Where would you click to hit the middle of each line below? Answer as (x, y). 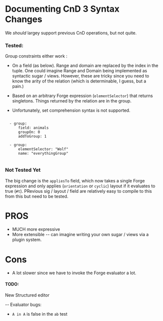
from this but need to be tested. (37, 196)
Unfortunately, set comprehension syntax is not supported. (71, 110)
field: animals (33, 128)
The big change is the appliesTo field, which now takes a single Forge (75, 181)
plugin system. (27, 240)
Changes (24, 19)
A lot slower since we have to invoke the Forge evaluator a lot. (74, 273)
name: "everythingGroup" (43, 154)
